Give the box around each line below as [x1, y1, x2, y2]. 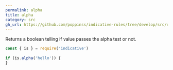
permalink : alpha [5, 7, 43, 13]
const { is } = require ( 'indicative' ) [5, 46, 89, 51]
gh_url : [5, 22, 22, 27]
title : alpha [5, 12, 33, 17]
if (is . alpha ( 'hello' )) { [5, 56, 61, 61]
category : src [5, 17, 36, 22]
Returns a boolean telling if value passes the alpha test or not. [5, 36, 136, 42]
